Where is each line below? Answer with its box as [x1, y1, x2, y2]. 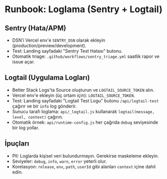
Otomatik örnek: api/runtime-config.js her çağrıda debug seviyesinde [12, 119, 158, 125]
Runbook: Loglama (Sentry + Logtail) [5, 4, 163, 15]
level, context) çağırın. [12, 114, 64, 120]
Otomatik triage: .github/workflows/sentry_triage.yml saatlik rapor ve [12, 53, 160, 59]
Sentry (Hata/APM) [5, 24, 66, 32]
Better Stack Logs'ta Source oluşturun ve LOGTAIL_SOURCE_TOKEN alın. [12, 87, 155, 93]
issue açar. [12, 59, 35, 64]
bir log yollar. [12, 124, 39, 130]
